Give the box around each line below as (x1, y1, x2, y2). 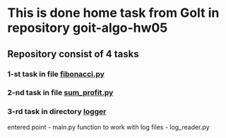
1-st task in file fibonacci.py (7, 69, 105, 79)
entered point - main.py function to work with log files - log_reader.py (7, 123, 210, 131)
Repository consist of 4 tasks (7, 48, 139, 60)
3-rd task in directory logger (7, 107, 107, 117)
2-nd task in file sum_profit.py (7, 88, 114, 98)
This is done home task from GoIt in (7, 5, 220, 21)
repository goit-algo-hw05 (7, 20, 168, 36)
